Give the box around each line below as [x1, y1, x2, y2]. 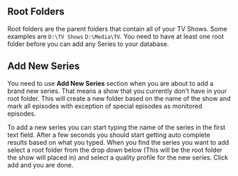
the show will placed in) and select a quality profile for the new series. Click [7, 153, 229, 162]
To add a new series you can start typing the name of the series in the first [7, 123, 226, 131]
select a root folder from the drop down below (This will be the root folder [7, 145, 222, 154]
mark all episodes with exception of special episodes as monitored [7, 101, 202, 110]
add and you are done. [7, 160, 74, 169]
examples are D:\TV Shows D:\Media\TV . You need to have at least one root [7, 32, 225, 40]
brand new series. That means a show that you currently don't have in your [7, 87, 227, 95]
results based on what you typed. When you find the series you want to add [7, 138, 229, 146]
